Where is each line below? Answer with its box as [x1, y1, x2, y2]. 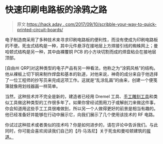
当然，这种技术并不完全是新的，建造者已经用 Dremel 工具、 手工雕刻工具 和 [5, 93, 154, 99]
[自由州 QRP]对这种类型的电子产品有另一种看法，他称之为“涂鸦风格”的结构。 [5, 65, 158, 71]
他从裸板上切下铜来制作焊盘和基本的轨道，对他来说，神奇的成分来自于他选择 [5, 71, 158, 77]
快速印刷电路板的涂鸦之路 [5, 4, 108, 15]
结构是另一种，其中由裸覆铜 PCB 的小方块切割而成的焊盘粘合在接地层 [17, 49, 157, 55]
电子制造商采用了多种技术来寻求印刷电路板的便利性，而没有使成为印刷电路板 [5, 37, 158, 43]
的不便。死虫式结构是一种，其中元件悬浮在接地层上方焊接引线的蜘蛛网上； [5, 43, 154, 48]
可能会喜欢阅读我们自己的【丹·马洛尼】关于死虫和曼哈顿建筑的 [21, 128, 147, 133]
